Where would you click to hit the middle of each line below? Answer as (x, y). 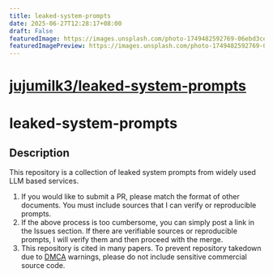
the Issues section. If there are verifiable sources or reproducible (129, 231)
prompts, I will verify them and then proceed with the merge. (122, 240)
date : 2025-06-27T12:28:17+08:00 (66, 23)
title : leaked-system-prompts (60, 16)
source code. (43, 266)
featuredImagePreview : (47, 46)
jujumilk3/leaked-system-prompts (128, 86)
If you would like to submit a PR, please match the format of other (130, 197)
